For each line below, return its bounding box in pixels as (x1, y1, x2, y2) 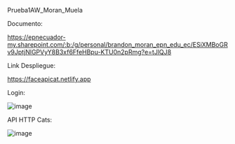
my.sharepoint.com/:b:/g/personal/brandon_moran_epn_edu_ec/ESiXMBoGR (7, 41, 228, 48)
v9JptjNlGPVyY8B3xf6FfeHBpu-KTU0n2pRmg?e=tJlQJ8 (7, 48, 172, 56)
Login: (7, 89, 26, 96)
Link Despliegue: (7, 62, 56, 69)
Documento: (7, 20, 43, 27)
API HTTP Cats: (7, 115, 53, 124)
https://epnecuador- (7, 33, 66, 41)
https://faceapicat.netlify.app (7, 75, 91, 83)
